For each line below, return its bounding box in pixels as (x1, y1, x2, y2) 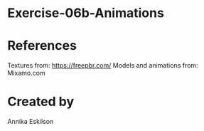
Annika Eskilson (7, 117, 54, 126)
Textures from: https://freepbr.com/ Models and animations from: (7, 61, 198, 70)
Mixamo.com (7, 69, 45, 78)
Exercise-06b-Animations (7, 5, 165, 21)
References (7, 38, 77, 54)
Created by (7, 94, 75, 110)
